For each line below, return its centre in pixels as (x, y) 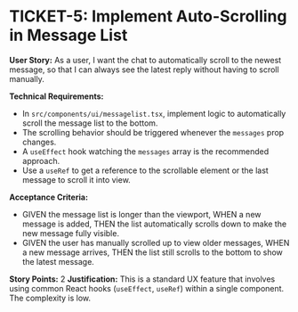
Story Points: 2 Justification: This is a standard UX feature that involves (142, 279)
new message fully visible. (71, 233)
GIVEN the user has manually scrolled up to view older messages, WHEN (156, 242)
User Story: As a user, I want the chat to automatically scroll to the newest (145, 60)
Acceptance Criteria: (49, 197)
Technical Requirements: (56, 96)
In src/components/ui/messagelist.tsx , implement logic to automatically (154, 113)
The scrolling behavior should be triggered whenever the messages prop (153, 132)
